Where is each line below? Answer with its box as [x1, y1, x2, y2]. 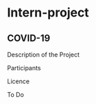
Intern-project [7, 5, 89, 21]
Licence [7, 77, 29, 85]
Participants [7, 64, 41, 72]
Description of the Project [7, 50, 80, 59]
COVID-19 [7, 32, 51, 44]
